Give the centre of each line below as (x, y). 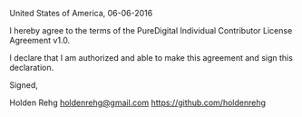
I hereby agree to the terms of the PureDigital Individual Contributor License (151, 30)
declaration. (32, 68)
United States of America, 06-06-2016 (81, 13)
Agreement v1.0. (40, 40)
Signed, (24, 85)
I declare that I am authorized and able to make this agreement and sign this (151, 58)
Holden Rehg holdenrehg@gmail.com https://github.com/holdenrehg (137, 102)
